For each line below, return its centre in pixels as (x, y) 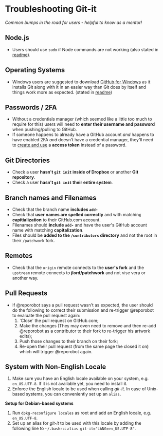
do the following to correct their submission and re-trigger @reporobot (83, 310)
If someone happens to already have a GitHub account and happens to (83, 134)
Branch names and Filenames (51, 198)
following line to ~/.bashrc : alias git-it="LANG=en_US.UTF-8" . (74, 428)
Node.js (17, 38)
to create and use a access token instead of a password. (69, 145)
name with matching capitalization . (48, 230)
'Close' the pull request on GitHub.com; (59, 321)
